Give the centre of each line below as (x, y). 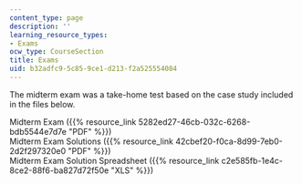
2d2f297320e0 (38, 150)
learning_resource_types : (58, 35)
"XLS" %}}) (132, 170)
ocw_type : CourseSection (57, 52)
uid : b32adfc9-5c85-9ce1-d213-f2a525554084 (94, 69)
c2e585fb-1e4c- (252, 160)
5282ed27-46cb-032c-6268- (194, 122)
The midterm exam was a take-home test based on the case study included (151, 94)
